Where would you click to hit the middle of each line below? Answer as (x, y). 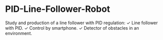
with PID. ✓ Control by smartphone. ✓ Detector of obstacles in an (72, 28)
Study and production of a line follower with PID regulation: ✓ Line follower (81, 23)
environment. (19, 33)
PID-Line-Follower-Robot (58, 9)
